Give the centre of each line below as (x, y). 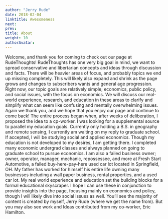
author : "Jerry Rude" (28, 10)
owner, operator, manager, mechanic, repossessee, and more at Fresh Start (83, 159)
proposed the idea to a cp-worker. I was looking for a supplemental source (82, 121)
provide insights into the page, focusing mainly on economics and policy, (80, 191)
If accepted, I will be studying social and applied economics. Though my (80, 137)
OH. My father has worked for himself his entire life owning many (72, 169)
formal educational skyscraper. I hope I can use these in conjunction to (78, 185)
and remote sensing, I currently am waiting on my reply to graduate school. (83, 132)
